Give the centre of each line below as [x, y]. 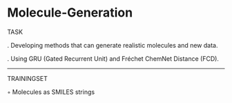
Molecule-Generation [70, 13]
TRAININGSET [28, 78]
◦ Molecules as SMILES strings [51, 92]
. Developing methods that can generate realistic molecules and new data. [113, 45]
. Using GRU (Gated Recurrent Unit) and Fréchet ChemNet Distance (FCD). [113, 58]
